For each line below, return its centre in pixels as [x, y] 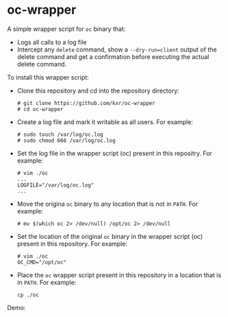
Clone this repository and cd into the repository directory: [98, 91]
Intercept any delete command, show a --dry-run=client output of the [117, 49]
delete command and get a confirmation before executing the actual [113, 56]
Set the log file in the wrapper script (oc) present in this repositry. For [114, 153]
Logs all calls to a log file [52, 42]
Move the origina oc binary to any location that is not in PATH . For [107, 204]
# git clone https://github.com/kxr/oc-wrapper [86, 103]
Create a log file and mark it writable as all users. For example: [105, 121]
